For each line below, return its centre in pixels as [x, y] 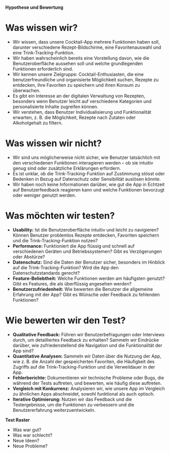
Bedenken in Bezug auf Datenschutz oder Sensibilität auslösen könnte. [87, 179]
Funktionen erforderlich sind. [43, 69]
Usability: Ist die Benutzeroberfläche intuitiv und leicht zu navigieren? [86, 230]
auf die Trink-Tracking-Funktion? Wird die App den [65, 267]
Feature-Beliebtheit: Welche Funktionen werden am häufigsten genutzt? [89, 278]
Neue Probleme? [30, 446]
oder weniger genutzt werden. [44, 195]
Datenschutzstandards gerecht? [46, 273]
